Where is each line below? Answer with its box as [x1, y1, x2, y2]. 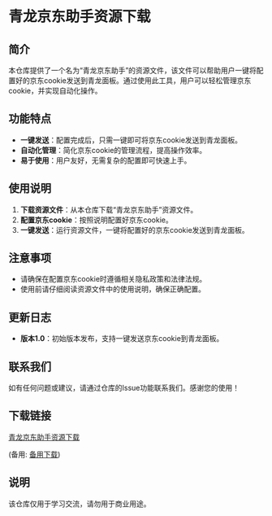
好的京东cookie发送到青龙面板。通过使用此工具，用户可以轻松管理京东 [15, 76, 252, 85]
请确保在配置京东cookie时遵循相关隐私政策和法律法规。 [19, 274, 207, 284]
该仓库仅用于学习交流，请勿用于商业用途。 [8, 498, 151, 509]
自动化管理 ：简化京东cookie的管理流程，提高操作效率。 [19, 145, 207, 155]
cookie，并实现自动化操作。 [8, 86, 103, 95]
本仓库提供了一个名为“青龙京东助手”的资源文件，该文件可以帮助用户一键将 [8, 66, 257, 75]
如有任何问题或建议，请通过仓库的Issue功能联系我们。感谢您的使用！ [8, 383, 240, 393]
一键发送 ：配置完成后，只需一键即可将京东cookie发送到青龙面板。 [19, 135, 242, 145]
